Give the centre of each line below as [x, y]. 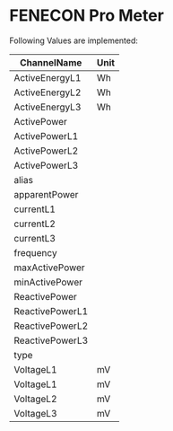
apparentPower [46, 194]
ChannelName [51, 62]
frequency [35, 252]
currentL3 [35, 238]
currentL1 [35, 209]
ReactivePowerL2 [51, 326]
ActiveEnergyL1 [48, 77]
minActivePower [48, 282]
